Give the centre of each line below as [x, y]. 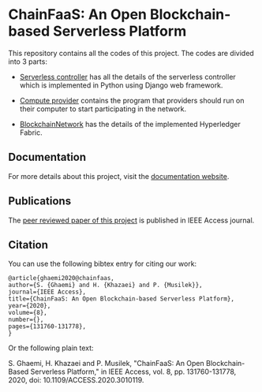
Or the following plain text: [51, 348]
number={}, [26, 320]
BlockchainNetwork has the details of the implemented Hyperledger [130, 124]
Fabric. [31, 133]
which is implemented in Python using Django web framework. [121, 85]
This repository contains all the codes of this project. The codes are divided [131, 53]
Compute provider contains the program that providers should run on [132, 100]
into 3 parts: [28, 62]
